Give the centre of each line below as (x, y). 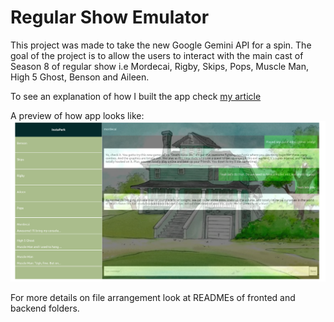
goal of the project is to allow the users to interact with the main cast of (157, 55)
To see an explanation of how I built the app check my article (136, 96)
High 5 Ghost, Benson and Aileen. (80, 77)
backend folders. (45, 308)
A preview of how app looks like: (77, 115)
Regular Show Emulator (110, 17)
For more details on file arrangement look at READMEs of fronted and (153, 298)
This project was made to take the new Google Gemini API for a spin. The (161, 45)
